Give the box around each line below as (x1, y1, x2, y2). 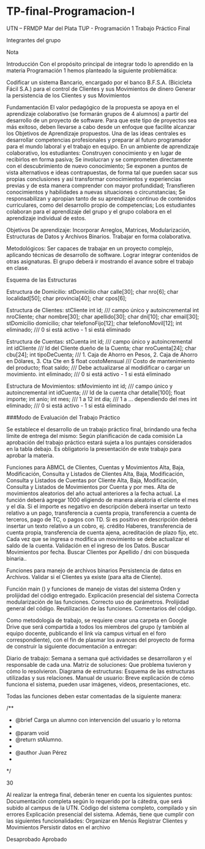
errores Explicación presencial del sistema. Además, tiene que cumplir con (6, 810, 195, 818)
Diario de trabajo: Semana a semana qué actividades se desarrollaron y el (6, 655, 192, 662)
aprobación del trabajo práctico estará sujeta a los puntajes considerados (6, 439, 192, 446)
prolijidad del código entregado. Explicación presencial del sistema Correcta (6, 591, 199, 599)
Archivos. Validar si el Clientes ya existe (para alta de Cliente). (6, 573, 163, 580)
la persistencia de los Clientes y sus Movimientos (6, 91, 130, 99)
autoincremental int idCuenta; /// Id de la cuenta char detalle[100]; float (6, 388, 185, 396)
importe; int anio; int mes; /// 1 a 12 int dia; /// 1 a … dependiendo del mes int (6, 395, 197, 402)
